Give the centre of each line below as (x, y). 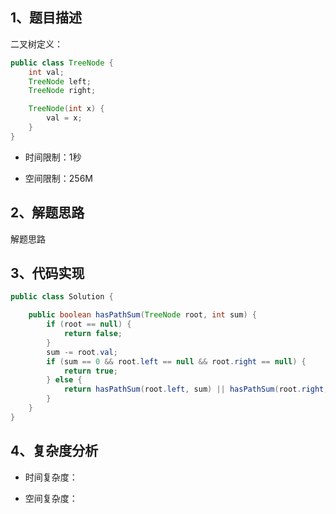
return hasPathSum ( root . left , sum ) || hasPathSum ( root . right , (196, 389)
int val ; (46, 72)
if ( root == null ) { (89, 324)
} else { (64, 380)
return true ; (90, 371)
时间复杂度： (51, 477)
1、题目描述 (46, 18)
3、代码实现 (47, 273)
